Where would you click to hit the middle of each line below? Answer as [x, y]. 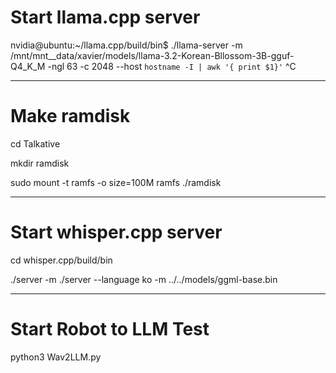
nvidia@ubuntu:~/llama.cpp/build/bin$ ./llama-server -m [126, 45]
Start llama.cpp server [105, 17]
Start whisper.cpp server [116, 232]
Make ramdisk [70, 116]
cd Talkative [35, 143]
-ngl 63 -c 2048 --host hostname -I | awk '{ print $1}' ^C [172, 66]
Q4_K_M [28, 66]
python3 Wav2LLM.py [56, 357]
